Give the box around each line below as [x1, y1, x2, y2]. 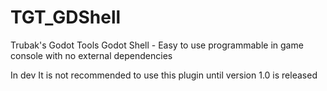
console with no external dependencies [10, 49, 173, 61]
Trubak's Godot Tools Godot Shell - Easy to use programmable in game [10, 39, 304, 51]
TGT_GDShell [10, 6, 122, 29]
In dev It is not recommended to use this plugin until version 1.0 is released [10, 69, 318, 81]
